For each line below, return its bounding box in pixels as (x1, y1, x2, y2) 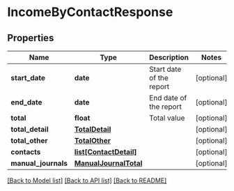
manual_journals (10, 158, 68, 168)
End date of (149, 93, 187, 102)
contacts (10, 147, 41, 157)
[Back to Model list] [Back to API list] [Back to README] (7, 176, 167, 185)
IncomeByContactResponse (7, 4, 173, 20)
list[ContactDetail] (74, 147, 137, 157)
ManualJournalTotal (74, 158, 143, 168)
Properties (7, 32, 54, 44)
